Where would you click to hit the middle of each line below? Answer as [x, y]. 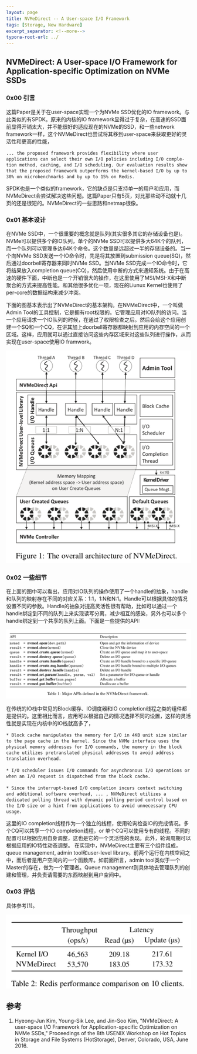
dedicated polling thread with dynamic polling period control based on [97, 800]
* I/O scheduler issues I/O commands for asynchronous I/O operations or [98, 771]
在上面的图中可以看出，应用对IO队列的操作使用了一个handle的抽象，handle [97, 592]
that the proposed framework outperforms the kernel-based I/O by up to [97, 171]
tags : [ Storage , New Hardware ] [44, 25]
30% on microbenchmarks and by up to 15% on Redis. [70, 176]
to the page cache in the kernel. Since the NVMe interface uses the [93, 741]
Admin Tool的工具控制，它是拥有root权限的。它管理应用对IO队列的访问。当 [97, 312]
